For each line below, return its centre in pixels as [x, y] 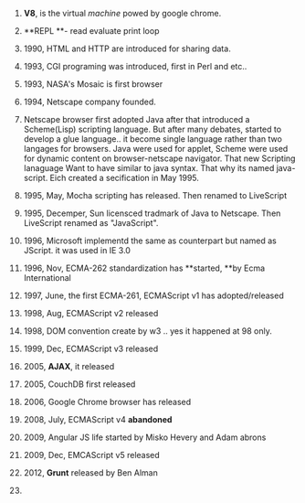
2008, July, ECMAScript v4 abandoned [98, 419]
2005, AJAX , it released [69, 366]
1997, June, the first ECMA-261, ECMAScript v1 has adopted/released [153, 295]
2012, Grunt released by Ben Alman [90, 473]
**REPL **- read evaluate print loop [91, 31]
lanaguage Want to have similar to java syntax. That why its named [149, 168]
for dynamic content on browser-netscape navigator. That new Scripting [159, 158]
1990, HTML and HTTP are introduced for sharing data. [127, 48]
